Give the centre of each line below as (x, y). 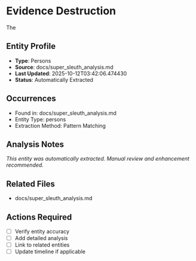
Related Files (31, 184)
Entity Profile (31, 46)
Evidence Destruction (61, 11)
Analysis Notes (35, 144)
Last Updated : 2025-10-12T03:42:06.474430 (71, 73)
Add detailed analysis (41, 238)
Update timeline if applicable (50, 251)
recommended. (25, 165)
